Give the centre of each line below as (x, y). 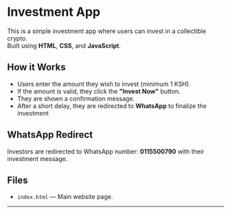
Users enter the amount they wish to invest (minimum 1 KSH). (104, 84)
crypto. (17, 38)
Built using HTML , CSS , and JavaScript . (64, 45)
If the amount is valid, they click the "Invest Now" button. (99, 91)
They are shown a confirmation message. (76, 98)
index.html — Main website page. (65, 197)
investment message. (37, 158)
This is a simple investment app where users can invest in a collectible (107, 31)
